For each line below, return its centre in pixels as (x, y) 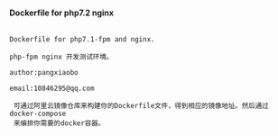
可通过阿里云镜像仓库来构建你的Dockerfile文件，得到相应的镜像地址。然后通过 (141, 106)
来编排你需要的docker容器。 (59, 123)
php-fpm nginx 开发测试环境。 (61, 57)
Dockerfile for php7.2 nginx (62, 13)
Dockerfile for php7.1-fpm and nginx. (82, 40)
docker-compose (38, 114)
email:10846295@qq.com (52, 89)
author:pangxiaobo (44, 73)
